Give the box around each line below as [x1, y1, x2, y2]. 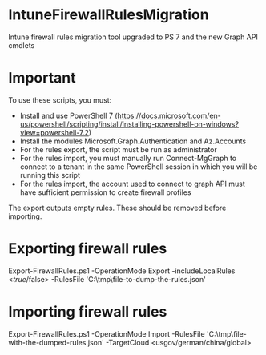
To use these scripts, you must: [8, 95, 112, 105]
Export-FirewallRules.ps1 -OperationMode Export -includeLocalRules [8, 266, 236, 276]
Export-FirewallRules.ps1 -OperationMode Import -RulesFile [8, 329, 206, 338]
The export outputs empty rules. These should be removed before [8, 203, 227, 212]
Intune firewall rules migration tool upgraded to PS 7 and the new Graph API [8, 32, 258, 42]
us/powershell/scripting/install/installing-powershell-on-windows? [19, 119, 239, 129]
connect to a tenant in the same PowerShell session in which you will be [19, 162, 258, 171]
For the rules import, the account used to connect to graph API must [19, 179, 246, 188]
